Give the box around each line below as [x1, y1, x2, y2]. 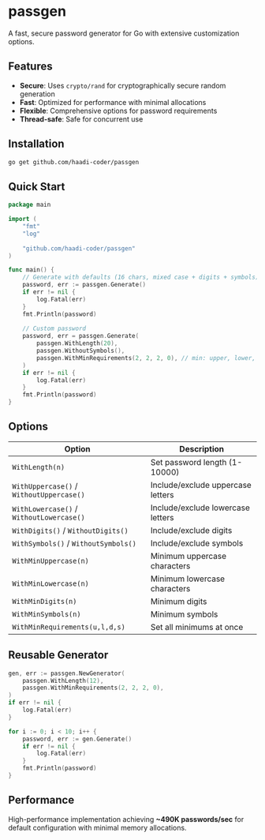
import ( [8, 216, 37, 223]
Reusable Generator [8, 648, 109, 662]
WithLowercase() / [12, 503, 78, 514]
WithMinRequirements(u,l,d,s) [12, 622, 126, 632]
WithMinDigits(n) [12, 597, 77, 606]
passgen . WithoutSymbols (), [36, 347, 125, 354]
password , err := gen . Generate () [22, 735, 132, 743]
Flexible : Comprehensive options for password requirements [19, 106, 218, 115]
